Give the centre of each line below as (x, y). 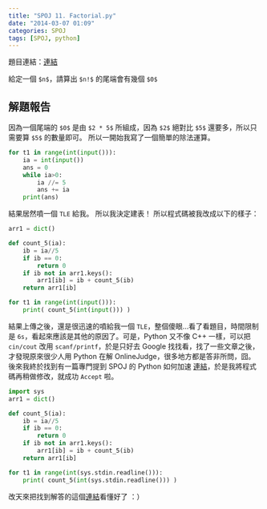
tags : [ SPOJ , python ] (44, 38)
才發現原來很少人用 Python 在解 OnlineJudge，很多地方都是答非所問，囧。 (132, 356)
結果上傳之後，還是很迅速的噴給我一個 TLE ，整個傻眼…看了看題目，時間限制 (133, 326)
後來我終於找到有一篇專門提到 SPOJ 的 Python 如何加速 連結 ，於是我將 (125, 366)
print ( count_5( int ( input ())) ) (77, 310)
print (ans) (41, 197)
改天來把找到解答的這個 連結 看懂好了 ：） (76, 496)
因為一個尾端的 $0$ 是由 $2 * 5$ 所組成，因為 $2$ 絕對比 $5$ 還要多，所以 (129, 127)
